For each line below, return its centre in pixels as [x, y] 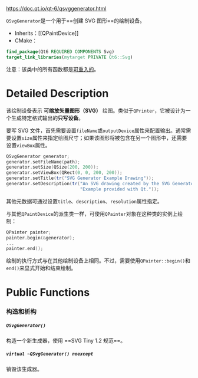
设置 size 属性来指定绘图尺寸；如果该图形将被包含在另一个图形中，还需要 [99, 137]
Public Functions [48, 292]
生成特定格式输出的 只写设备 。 [47, 118]
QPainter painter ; [29, 232]
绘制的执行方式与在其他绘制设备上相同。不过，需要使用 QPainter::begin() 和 [98, 261]
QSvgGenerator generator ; [38, 156]
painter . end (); [25, 249]
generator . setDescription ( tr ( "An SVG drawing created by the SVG [88, 184]
